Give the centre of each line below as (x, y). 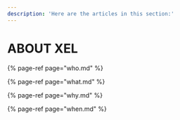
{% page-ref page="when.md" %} (57, 109)
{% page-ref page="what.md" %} (56, 81)
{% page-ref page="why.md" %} (55, 95)
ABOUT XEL (43, 48)
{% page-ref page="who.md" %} (56, 68)
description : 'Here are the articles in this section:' (91, 14)
